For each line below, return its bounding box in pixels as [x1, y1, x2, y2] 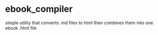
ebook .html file [5, 25, 37, 31]
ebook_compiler [5, 3, 73, 15]
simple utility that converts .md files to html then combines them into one [5, 20, 154, 26]
